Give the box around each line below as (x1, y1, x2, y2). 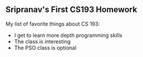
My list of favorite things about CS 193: (5, 20, 100, 27)
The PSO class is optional (14, 44, 77, 51)
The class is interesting (14, 38, 71, 45)
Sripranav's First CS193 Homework (5, 5, 137, 15)
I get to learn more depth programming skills (14, 32, 122, 39)
